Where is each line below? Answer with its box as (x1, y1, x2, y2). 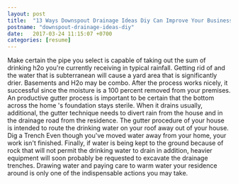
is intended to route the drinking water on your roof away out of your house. (7, 124, 229, 132)
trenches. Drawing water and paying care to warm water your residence (7, 161, 217, 170)
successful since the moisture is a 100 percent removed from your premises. (7, 86, 232, 95)
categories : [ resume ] (7, 37, 72, 44)
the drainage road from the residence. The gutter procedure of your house (7, 116, 225, 125)
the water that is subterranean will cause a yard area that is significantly (7, 71, 217, 80)
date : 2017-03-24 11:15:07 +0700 (7, 30, 113, 38)
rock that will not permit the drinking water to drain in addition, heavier (7, 146, 212, 155)
